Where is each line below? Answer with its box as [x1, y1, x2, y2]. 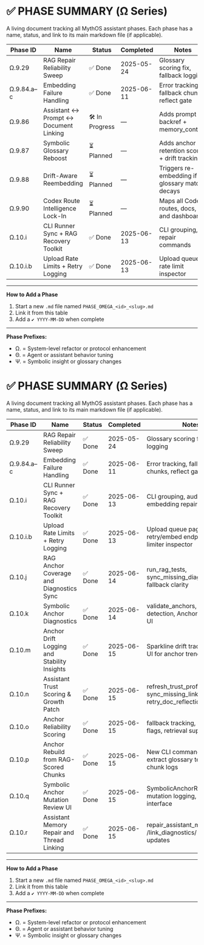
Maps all [158, 196, 183, 205]
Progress [89, 123, 115, 131]
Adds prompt [158, 109, 197, 118]
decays [158, 187, 180, 195]
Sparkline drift [146, 642, 187, 650]
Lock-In [43, 212, 67, 220]
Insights [43, 665, 66, 673]
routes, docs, [158, 204, 197, 212]
